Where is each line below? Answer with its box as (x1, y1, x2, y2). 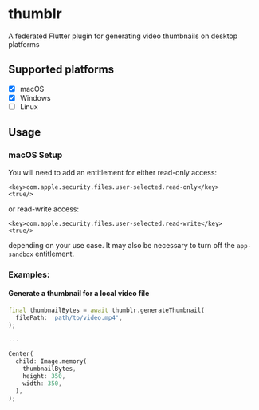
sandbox (8, 250, 34, 258)
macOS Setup (8, 149, 63, 160)
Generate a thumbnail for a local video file (8, 289, 150, 298)
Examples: (8, 269, 50, 280)
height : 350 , (22, 372, 66, 380)
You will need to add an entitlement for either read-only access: (8, 168, 218, 177)
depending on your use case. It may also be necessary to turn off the (8, 240, 235, 250)
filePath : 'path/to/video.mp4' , (15, 313, 124, 321)
